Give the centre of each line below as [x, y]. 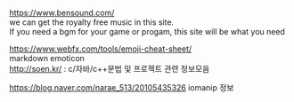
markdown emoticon [47, 58]
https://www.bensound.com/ [62, 13]
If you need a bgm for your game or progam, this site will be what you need [147, 31]
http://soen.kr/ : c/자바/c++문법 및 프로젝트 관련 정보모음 [110, 69]
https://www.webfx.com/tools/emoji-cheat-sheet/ [101, 49]
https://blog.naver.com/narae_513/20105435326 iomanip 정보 [122, 87]
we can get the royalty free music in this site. [92, 22]
